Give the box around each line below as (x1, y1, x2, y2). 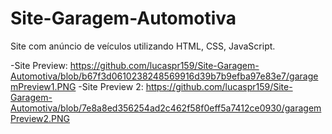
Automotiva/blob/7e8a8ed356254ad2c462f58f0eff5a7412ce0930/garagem (10, 102, 322, 114)
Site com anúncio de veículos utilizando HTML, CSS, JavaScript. (10, 40, 276, 52)
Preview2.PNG (10, 112, 70, 124)
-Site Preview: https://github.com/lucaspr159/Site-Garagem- (10, 59, 260, 71)
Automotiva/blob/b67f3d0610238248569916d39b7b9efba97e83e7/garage (10, 70, 319, 82)
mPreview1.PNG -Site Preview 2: (10, 80, 144, 92)
